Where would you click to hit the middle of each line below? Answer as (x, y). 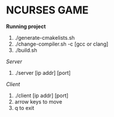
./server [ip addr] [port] (43, 73)
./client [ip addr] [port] (42, 95)
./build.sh (26, 50)
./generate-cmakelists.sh (44, 37)
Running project (26, 26)
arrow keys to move (38, 101)
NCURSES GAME (47, 10)
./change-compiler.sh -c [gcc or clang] (61, 44)
